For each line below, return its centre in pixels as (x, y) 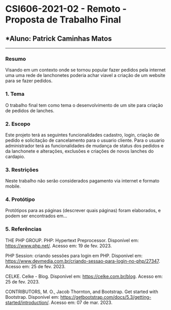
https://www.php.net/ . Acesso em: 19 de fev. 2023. (59, 246)
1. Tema (15, 94)
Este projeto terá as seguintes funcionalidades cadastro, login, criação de (82, 135)
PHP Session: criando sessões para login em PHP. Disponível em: (74, 255)
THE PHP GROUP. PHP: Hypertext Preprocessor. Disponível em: (72, 240)
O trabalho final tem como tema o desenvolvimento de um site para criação (84, 105)
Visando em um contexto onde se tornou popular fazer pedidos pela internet (85, 70)
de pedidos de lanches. (30, 111)
